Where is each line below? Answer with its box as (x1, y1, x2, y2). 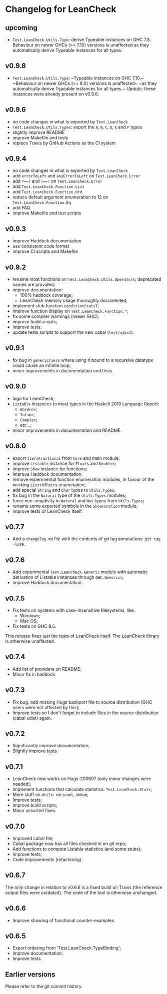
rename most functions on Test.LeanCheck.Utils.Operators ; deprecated (12, 276, 161, 282)
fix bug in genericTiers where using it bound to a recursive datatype (12, 357, 153, 363)
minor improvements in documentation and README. (12, 427, 122, 433)
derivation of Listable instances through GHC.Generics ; (12, 574, 124, 580)
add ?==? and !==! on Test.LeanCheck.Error (12, 178, 102, 184)
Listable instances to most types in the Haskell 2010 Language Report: (12, 401, 159, 407)
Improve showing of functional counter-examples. (12, 917, 115, 923)
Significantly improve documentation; (12, 743, 90, 749)
